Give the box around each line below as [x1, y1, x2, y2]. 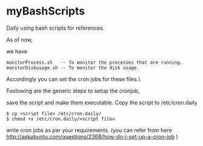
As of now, [6, 36, 33, 43]
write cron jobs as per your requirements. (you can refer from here [6, 126, 173, 134]
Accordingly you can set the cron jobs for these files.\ [6, 75, 141, 82]
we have [6, 47, 27, 55]
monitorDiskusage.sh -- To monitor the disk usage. [6, 65, 139, 71]
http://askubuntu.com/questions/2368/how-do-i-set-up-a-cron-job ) [6, 133, 179, 140]
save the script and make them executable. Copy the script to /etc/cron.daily [6, 99, 198, 106]
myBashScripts [6, 4, 85, 18]
